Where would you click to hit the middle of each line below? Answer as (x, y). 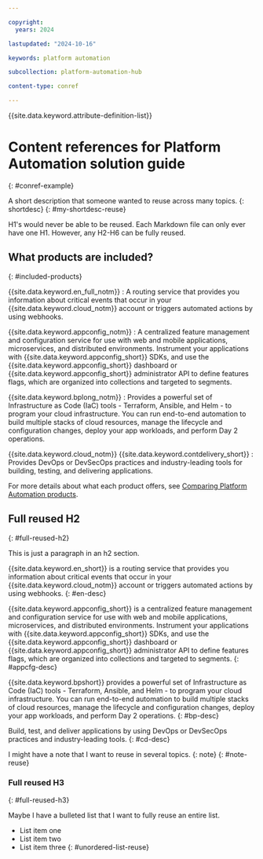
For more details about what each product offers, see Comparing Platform (128, 486)
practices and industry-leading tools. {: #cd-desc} (89, 739)
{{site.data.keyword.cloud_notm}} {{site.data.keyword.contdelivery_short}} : (131, 454)
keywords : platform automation (59, 58)
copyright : (26, 22)
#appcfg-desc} (33, 667)
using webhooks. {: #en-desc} (57, 593)
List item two (40, 839)
